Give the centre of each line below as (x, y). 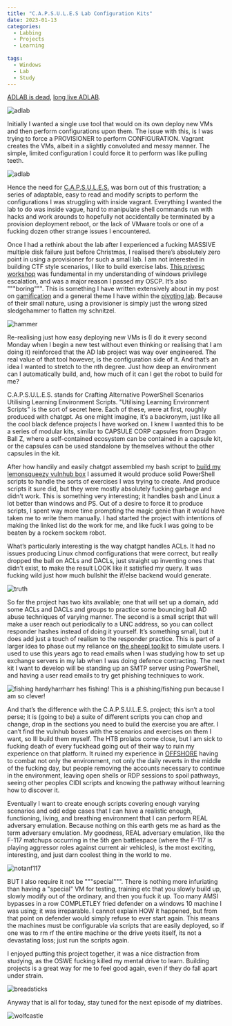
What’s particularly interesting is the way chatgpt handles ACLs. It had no (111, 546)
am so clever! (27, 696)
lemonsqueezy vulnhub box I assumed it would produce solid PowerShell (111, 474)
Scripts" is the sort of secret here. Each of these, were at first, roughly (107, 410)
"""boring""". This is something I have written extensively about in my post (113, 289)
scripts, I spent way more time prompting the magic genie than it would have (116, 511)
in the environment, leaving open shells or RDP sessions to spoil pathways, (114, 776)
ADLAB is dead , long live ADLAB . (54, 97)
